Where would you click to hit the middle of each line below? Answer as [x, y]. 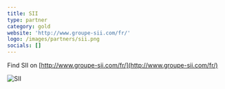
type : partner [28, 20]
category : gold [29, 26]
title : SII [23, 13]
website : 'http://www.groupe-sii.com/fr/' [69, 33]
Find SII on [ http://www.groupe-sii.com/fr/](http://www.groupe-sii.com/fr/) [112, 65]
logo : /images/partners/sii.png [53, 39]
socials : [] [24, 46]
